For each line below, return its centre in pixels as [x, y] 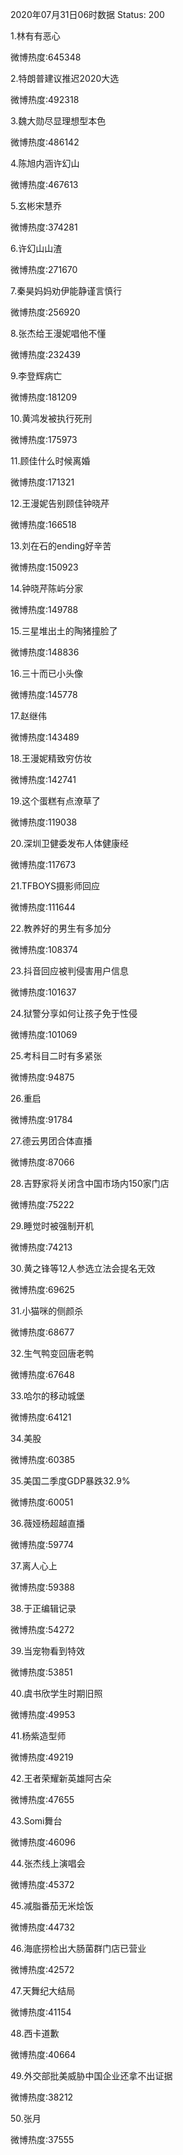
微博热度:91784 [41, 1119]
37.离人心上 [34, 1566]
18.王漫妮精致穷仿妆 [51, 758]
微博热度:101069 [44, 1034]
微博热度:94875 [42, 1077]
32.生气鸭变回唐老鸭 [52, 1353]
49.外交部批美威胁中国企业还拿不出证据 [91, 2076]
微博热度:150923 [44, 567]
